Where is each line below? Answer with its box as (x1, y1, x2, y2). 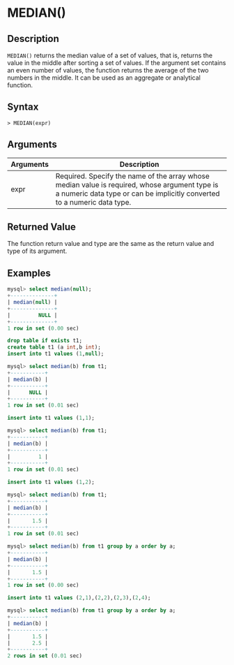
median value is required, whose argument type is (55, 180, 219, 189)
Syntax (7, 101, 39, 113)
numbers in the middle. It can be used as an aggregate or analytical (7, 73, 201, 82)
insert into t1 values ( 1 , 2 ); (7, 478, 95, 486)
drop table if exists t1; (7, 337, 82, 344)
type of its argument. (7, 247, 68, 256)
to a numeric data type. (55, 197, 132, 207)
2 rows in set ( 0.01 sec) (7, 652, 82, 659)
